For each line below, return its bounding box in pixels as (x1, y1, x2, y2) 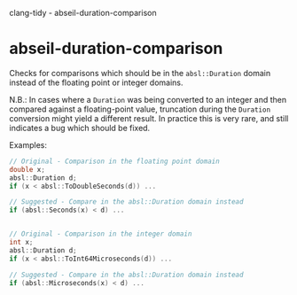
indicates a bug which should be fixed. (9, 122, 151, 133)
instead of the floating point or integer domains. (9, 77, 184, 88)
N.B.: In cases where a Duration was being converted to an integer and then (9, 94, 287, 105)
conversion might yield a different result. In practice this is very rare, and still (9, 113, 289, 123)
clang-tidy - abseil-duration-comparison (9, 8, 157, 18)
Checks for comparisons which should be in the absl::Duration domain (9, 67, 271, 78)
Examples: (9, 139, 47, 150)
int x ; (9, 238, 34, 247)
